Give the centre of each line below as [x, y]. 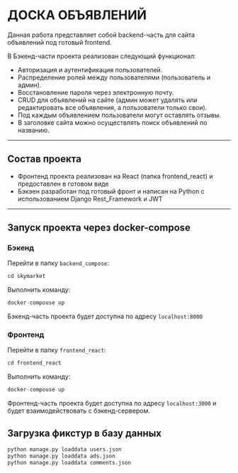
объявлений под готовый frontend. [59, 42]
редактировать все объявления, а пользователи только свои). [112, 107]
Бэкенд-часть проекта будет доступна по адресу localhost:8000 [105, 316]
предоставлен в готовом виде [63, 184]
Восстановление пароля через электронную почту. [96, 92]
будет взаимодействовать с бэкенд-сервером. [79, 411]
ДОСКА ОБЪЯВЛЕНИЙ [77, 15]
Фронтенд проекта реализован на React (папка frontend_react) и [115, 176]
